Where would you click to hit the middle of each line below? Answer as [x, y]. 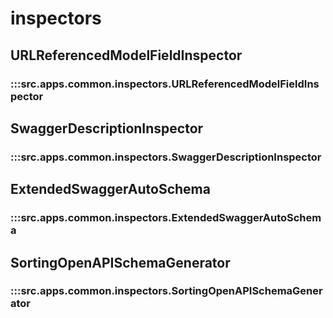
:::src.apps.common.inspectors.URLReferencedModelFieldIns [165, 84]
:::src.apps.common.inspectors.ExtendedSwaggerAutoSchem [166, 218]
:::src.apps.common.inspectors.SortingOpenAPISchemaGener [166, 291]
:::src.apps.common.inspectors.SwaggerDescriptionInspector [166, 157]
